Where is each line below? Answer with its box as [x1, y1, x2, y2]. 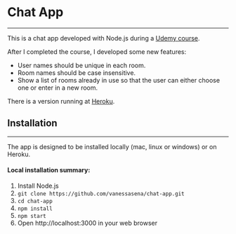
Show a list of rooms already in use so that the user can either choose [17, 76, 220, 84]
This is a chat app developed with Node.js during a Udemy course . [7, 34, 200, 42]
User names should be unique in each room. [17, 61, 146, 69]
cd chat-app [17, 198, 53, 205]
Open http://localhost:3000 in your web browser [17, 219, 158, 227]
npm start [17, 212, 47, 219]
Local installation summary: [7, 166, 91, 174]
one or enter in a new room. [17, 83, 98, 92]
